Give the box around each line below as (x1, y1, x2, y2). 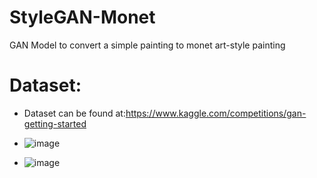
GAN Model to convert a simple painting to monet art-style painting (9, 39, 286, 51)
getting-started (23, 117, 87, 130)
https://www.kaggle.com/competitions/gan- (125, 107, 307, 119)
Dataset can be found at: (23, 107, 126, 119)
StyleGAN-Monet (9, 6, 156, 29)
